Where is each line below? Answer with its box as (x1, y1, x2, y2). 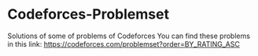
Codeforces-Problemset (7, 5, 170, 23)
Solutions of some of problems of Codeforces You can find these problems (7, 31, 251, 40)
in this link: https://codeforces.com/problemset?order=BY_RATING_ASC (7, 39, 241, 48)
